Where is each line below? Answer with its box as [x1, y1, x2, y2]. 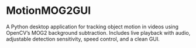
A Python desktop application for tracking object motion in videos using [6, 23, 179, 30]
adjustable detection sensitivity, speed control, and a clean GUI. [6, 35, 160, 42]
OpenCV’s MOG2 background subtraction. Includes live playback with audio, [6, 29, 191, 36]
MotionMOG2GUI [6, 4, 91, 17]
